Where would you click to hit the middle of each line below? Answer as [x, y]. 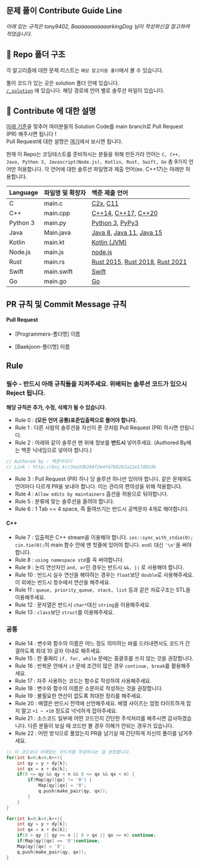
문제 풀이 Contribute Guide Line [64, 11]
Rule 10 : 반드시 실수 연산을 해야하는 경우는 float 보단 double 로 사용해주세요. [104, 575]
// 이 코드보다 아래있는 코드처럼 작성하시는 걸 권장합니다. [69, 752]
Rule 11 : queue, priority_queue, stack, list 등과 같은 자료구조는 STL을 [103, 590]
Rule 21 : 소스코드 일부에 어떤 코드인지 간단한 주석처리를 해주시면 [90, 718]
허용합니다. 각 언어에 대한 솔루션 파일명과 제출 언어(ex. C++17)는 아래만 [101, 169]
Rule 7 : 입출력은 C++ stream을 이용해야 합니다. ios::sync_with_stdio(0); [104, 537]
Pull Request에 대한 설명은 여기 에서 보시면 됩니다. [64, 141]
